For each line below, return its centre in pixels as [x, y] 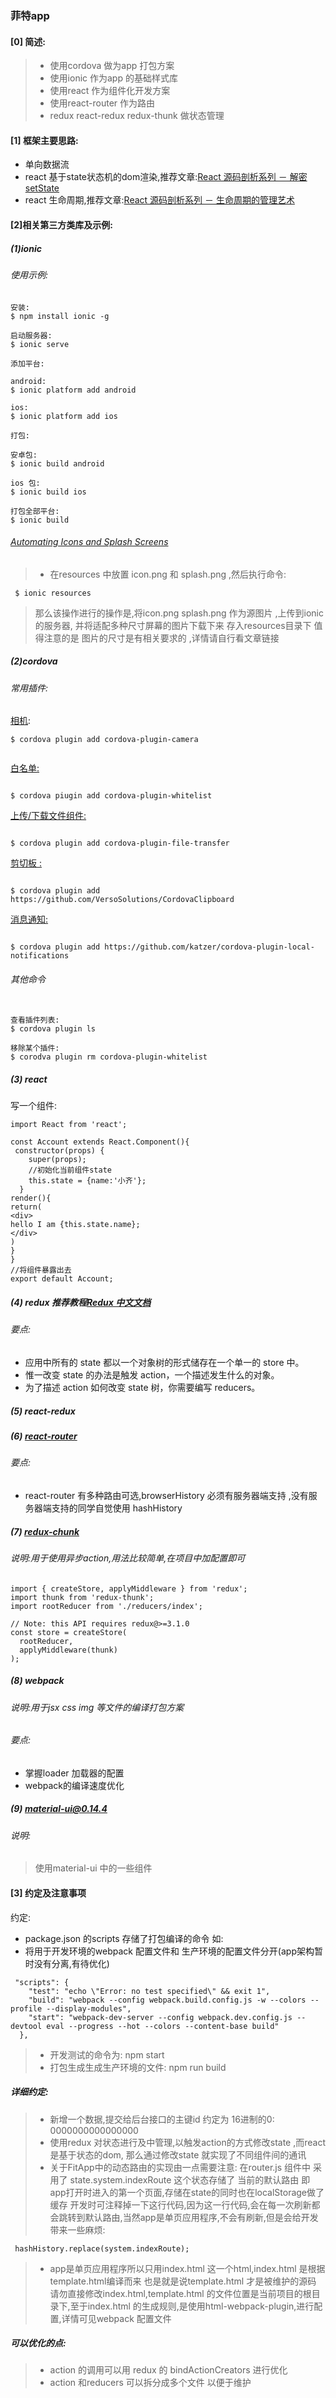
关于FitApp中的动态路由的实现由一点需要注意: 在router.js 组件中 [180, 2167]
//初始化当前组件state [70, 1170]
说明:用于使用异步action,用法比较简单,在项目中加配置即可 [128, 1558]
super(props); [57, 1160]
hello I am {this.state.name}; [75, 1225]
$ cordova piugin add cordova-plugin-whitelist [111, 796]
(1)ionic [26, 248]
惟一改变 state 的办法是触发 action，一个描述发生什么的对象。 [152, 1375]
